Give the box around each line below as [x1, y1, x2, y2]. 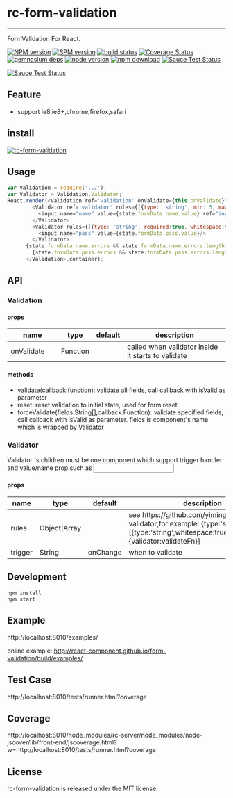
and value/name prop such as [7, 464, 92, 472]
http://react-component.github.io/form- [53, 646, 166, 655]
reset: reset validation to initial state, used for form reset [17, 400, 178, 409]
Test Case [7, 674, 52, 686]
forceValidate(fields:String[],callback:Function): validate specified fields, [17, 408, 224, 416]
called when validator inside [127, 342, 218, 352]
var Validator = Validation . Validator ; [7, 191, 123, 198]
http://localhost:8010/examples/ [7, 633, 98, 641]
